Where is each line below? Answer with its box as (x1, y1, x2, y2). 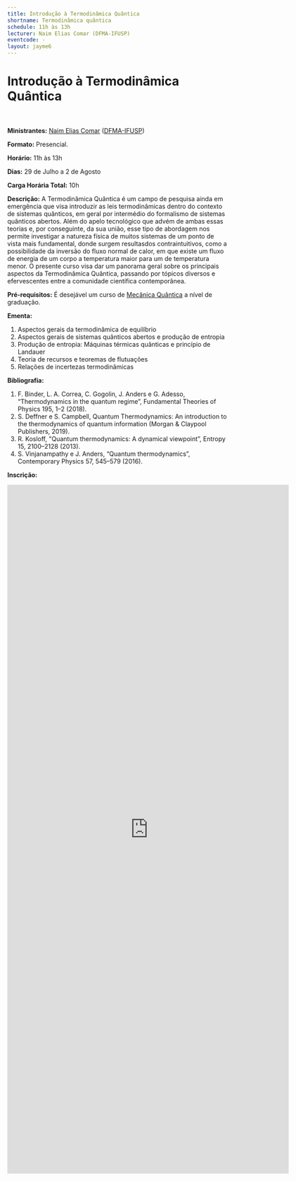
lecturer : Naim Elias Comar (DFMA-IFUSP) (7, 30, 131, 37)
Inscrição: (7, 471, 38, 479)
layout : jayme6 (7, 43, 52, 50)
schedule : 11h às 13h (7, 23, 71, 30)
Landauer (17, 347, 46, 356)
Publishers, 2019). (17, 427, 70, 435)
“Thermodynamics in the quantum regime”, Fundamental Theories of (17, 397, 217, 405)
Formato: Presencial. (7, 140, 68, 148)
